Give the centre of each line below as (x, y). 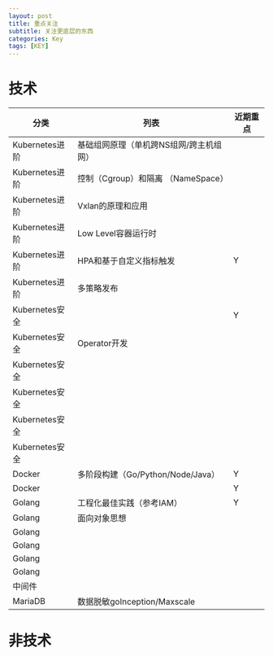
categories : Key (36, 39)
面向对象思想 (102, 518)
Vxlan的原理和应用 (112, 206)
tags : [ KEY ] (28, 46)
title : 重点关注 (33, 24)
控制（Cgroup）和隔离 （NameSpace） (153, 178)
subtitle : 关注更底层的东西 (51, 31)
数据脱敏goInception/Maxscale (136, 601)
